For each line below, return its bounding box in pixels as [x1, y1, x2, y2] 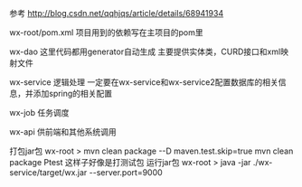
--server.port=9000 [89, 167, 163, 178]
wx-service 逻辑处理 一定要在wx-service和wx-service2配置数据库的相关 [9, 77, 278, 88]
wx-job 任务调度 [9, 108, 70, 117]
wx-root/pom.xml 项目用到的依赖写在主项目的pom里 [9, 27, 203, 38]
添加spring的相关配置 [33, 89, 113, 98]
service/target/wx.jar [9, 167, 88, 178]
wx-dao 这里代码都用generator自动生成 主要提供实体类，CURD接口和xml [9, 46, 281, 57]
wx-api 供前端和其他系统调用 [9, 126, 117, 137]
